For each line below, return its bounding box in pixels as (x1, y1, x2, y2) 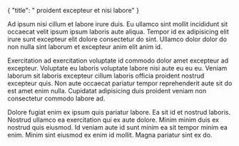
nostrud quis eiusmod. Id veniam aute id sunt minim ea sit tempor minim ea (7, 123, 228, 131)
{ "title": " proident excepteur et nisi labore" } (7, 6, 139, 14)
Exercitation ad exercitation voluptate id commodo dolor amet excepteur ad (7, 56, 229, 65)
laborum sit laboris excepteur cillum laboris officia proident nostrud (7, 71, 205, 80)
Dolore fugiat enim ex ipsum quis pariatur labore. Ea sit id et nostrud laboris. (7, 108, 231, 116)
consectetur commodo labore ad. (7, 94, 106, 103)
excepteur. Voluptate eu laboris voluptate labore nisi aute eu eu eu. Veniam (7, 64, 228, 72)
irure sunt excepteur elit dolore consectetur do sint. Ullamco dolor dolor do (7, 35, 227, 43)
